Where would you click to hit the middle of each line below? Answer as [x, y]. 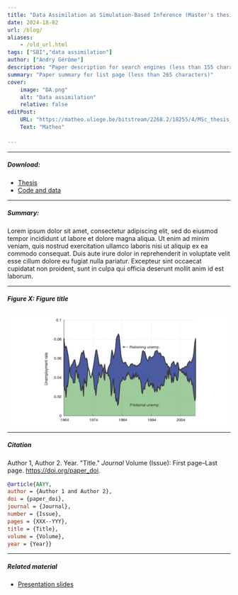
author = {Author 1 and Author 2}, [60, 492]
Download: [24, 165]
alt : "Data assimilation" [58, 97]
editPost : [22, 112]
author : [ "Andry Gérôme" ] [45, 60]
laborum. [21, 276]
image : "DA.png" [44, 90]
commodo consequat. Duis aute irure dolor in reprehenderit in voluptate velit [119, 253]
